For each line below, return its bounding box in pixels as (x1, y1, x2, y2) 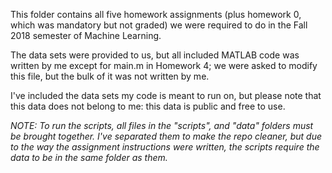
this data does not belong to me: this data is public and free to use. (10, 100, 286, 112)
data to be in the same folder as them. (10, 152, 168, 163)
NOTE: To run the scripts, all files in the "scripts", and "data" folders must (10, 120, 314, 131)
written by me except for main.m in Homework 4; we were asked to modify (10, 60, 318, 71)
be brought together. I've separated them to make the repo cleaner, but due (10, 130, 323, 142)
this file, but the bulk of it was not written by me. (10, 70, 210, 82)
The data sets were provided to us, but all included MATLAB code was (10, 49, 300, 61)
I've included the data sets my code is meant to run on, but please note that (10, 90, 322, 101)
